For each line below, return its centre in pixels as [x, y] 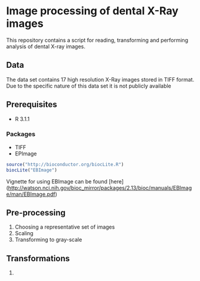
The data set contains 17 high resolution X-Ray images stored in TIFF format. [100, 79]
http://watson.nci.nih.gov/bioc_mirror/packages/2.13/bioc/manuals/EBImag [100, 188]
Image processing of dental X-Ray [93, 11]
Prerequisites [32, 104]
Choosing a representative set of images [65, 227]
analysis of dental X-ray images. [46, 46]
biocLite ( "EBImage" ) [32, 170]
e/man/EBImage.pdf [31, 194]
